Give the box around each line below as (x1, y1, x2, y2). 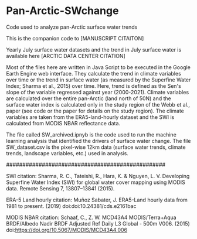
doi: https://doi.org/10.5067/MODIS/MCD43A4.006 (6, 226, 128, 233)
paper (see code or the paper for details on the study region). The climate (6, 107, 185, 114)
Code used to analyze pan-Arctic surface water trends (6, 23, 138, 30)
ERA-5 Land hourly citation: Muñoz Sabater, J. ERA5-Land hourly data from (6, 196, 188, 203)
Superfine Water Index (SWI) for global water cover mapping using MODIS (6, 179, 186, 186)
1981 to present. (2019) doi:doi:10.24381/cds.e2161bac (6, 202, 137, 209)
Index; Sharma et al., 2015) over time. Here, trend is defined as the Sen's (6, 82, 182, 89)
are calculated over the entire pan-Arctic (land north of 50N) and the (6, 95, 172, 102)
